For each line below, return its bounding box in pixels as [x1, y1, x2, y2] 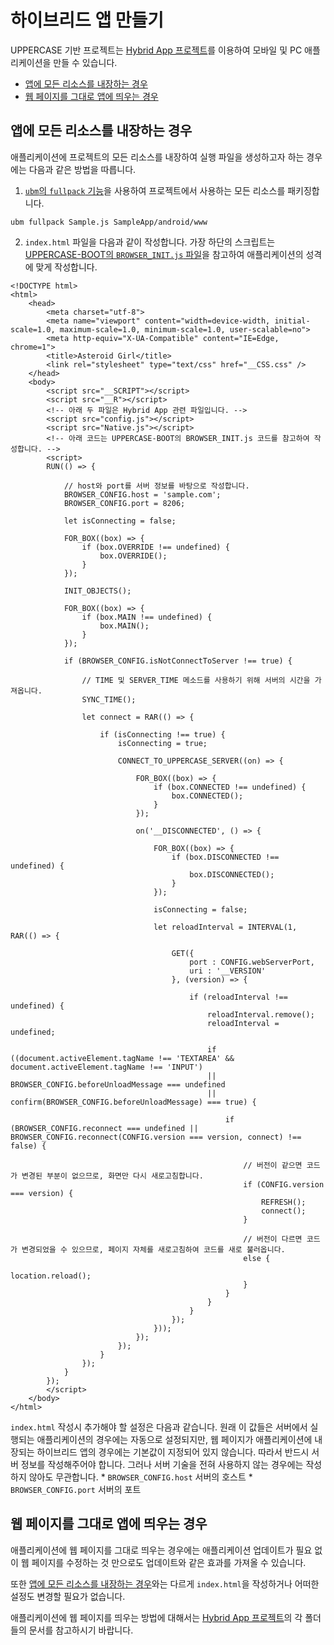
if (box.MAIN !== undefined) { [81, 612, 213, 622]
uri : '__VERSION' [189, 966, 267, 976]
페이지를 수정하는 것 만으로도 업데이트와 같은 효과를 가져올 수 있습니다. [31, 1556, 307, 1568]
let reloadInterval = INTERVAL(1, [153, 922, 298, 932]
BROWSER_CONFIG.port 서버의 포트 [10, 1483, 142, 1495]
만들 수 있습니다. [53, 56, 118, 68]
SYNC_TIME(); [81, 694, 137, 705]
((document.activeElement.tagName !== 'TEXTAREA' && [10, 1053, 235, 1063]
